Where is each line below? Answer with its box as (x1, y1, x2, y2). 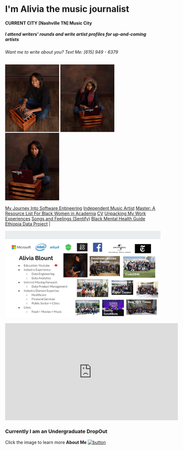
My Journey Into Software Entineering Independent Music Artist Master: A (5, 205, 155, 211)
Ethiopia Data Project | (5, 221, 51, 227)
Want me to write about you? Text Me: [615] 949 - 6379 (5, 49, 118, 55)
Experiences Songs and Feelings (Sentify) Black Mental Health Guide (5, 215, 146, 221)
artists (5, 36, 19, 42)
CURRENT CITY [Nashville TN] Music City (5, 20, 92, 26)
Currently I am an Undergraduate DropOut (5, 428, 108, 435)
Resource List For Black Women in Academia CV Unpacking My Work (5, 210, 146, 216)
